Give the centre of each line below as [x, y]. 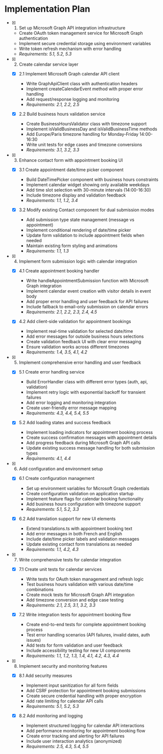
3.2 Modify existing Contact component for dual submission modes [87, 210]
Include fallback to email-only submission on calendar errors [87, 307]
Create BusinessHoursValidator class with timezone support [86, 124]
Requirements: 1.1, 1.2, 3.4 [52, 201]
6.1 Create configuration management [57, 478]
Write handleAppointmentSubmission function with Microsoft [87, 281]
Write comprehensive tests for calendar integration [70, 559]
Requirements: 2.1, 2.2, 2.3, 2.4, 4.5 [61, 312]
